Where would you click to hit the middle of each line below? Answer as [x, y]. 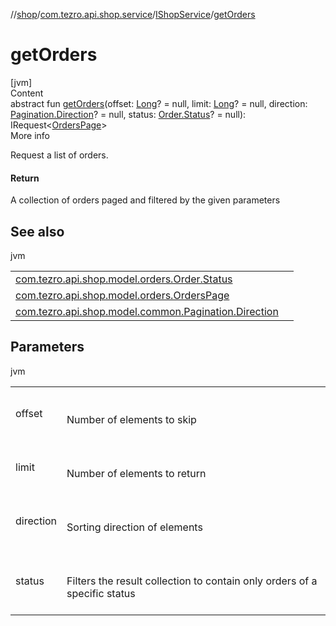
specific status [101, 593]
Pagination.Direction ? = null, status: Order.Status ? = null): [128, 114]
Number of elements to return [136, 473]
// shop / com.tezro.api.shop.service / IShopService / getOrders [133, 14]
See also [37, 231]
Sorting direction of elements [134, 527]
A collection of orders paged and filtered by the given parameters [145, 200]
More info [30, 135]
